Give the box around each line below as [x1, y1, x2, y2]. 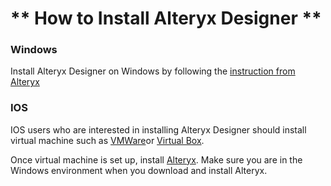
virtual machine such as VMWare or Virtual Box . [10, 134, 205, 146]
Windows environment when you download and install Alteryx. [10, 164, 268, 176]
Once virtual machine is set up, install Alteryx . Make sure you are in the [10, 153, 303, 166]
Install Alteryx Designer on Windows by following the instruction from [10, 65, 296, 77]
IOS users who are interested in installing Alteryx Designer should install [10, 123, 307, 136]
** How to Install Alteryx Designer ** [10, 7, 322, 30]
